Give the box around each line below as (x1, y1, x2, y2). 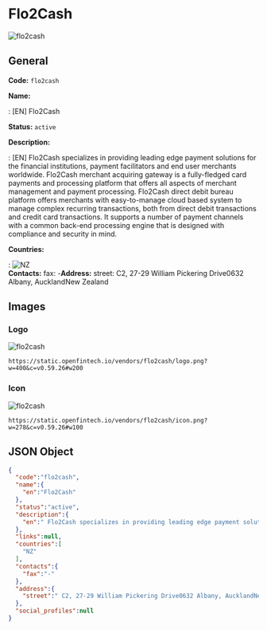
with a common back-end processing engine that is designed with (8, 220, 225, 230)
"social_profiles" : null (15, 607, 94, 615)
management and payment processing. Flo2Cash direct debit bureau (8, 187, 234, 196)
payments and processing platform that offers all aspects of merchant (8, 178, 237, 187)
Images (8, 300, 46, 313)
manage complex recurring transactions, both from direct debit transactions (8, 203, 257, 213)
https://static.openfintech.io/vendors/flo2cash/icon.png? (8, 416, 208, 424)
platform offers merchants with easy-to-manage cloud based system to (8, 195, 242, 204)
